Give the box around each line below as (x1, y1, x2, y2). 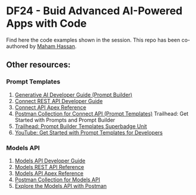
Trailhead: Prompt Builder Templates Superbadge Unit (14, 123, 147, 130)
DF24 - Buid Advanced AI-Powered (6, 4, 183, 18)
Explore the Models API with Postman (14, 182, 107, 189)
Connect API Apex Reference (14, 104, 87, 111)
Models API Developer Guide (14, 157, 86, 164)
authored (6, 43, 29, 50)
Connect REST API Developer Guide (14, 97, 103, 104)
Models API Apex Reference (14, 170, 84, 177)
